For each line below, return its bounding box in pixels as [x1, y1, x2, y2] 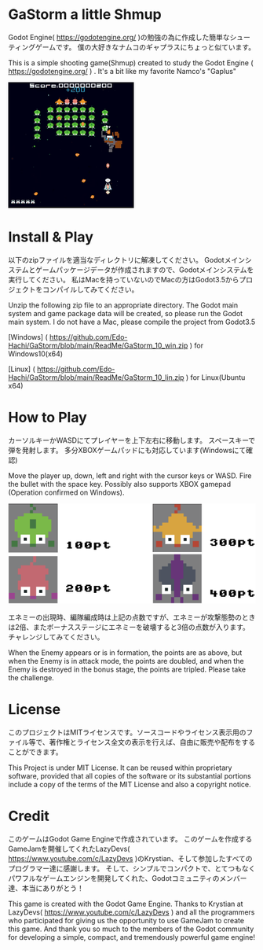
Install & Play [8, 228, 94, 246]
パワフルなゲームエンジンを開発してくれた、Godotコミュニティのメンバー [8, 873, 247, 882]
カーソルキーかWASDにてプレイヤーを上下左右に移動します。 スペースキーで [8, 435, 256, 445]
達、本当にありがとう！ [8, 883, 84, 893]
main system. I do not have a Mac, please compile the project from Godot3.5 [8, 317, 256, 326]
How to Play [8, 409, 88, 426]
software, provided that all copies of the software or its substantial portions [8, 771, 251, 780]
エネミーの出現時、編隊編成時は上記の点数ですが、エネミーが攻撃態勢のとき [8, 612, 256, 622]
